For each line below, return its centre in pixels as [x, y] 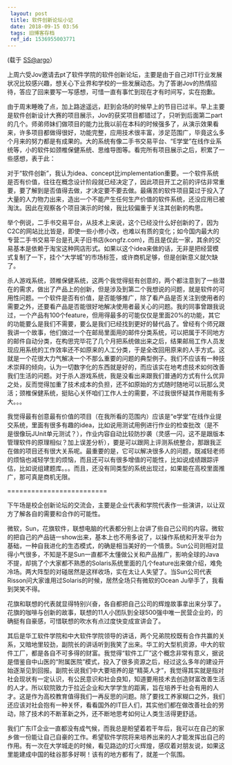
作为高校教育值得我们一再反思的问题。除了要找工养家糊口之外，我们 [128, 696]
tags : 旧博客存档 [32, 33]
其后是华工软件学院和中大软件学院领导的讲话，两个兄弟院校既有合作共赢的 [113, 636]
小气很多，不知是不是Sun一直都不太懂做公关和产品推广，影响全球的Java [116, 555]
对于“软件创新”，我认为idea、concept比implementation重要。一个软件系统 [113, 173]
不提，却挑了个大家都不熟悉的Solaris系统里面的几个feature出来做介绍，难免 [115, 563]
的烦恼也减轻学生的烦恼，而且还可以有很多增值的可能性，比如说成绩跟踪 [110, 460]
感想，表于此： [34, 159]
